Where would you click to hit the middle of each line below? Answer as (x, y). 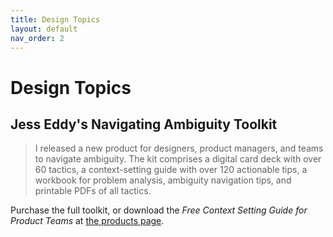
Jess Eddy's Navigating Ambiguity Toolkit (144, 124)
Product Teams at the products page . (87, 221)
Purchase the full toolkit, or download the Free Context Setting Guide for (159, 210)
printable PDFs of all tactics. (93, 191)
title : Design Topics (55, 19)
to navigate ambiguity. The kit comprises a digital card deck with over (178, 159)
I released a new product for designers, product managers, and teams (179, 148)
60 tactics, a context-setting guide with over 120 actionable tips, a (171, 170)
